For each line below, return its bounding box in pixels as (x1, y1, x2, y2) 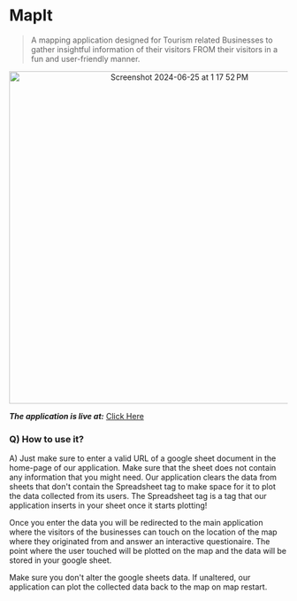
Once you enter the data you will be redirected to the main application (9, 518, 263, 528)
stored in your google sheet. (9, 555, 112, 566)
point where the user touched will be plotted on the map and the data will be (9, 546, 287, 557)
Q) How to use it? (9, 433, 84, 445)
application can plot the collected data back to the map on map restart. (9, 581, 268, 592)
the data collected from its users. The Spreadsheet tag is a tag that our (9, 491, 267, 502)
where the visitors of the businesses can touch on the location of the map (9, 527, 278, 537)
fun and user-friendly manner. (30, 53, 141, 64)
